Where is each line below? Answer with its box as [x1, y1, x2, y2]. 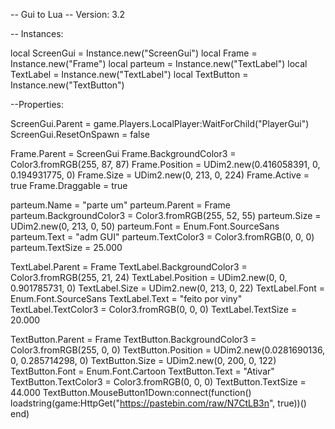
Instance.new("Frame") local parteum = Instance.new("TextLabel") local [10, 58, 308, 69]
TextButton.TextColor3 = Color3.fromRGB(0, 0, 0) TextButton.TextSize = [10, 376, 307, 388]
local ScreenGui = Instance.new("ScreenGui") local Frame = [10, 47, 258, 59]
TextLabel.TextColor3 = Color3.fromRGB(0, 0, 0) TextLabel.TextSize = [10, 304, 298, 315]
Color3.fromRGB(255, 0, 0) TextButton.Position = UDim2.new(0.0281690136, [10, 344, 326, 356]
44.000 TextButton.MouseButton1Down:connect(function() [10, 387, 252, 398]
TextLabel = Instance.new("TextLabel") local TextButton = [10, 69, 249, 80]
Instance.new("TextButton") [10, 79, 125, 91]
